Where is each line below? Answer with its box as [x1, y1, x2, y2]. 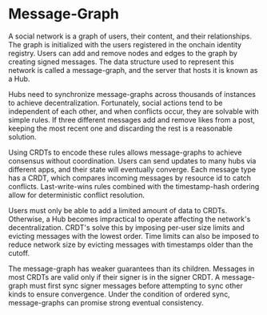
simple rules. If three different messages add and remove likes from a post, [8, 115, 256, 124]
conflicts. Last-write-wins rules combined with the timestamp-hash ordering [8, 181, 260, 191]
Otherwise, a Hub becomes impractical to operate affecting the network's [8, 214, 251, 224]
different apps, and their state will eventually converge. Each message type [8, 164, 257, 174]
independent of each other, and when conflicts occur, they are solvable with [8, 106, 259, 116]
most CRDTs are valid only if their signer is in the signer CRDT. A [8, 272, 221, 281]
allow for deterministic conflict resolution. [8, 190, 145, 200]
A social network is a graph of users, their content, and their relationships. [8, 31, 252, 41]
